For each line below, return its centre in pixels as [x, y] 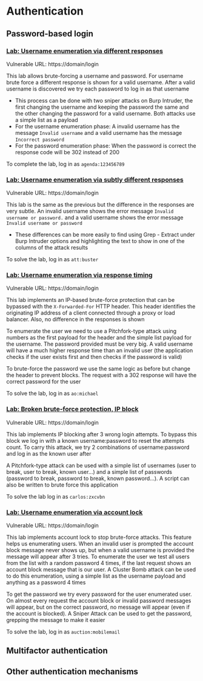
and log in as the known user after [49, 453]
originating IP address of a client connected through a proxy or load [91, 313]
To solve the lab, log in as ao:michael [52, 394]
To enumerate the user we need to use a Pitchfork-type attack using [92, 331]
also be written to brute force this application [62, 485]
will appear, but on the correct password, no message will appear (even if [98, 607]
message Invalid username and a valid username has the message [98, 132]
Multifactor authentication [57, 651]
